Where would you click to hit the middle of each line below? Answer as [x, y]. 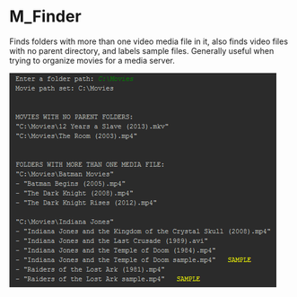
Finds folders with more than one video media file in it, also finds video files [149, 41]
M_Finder [46, 17]
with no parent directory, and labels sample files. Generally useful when [142, 50]
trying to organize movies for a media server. [92, 60]
